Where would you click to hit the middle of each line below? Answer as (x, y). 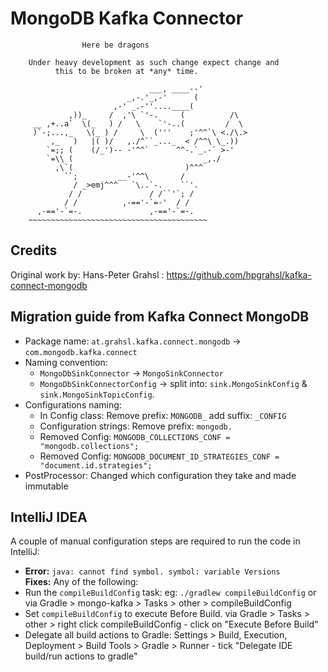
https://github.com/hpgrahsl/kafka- (239, 274)
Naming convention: (66, 362)
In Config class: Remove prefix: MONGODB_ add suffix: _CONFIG (163, 415)
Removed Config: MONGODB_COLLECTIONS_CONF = (135, 436)
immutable (46, 486)
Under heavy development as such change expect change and (154, 62)
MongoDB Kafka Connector (127, 18)
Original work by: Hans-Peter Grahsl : (87, 274)
